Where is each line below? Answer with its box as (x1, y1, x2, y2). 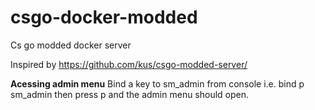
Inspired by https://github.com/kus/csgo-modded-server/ (10, 58, 248, 70)
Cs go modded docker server (10, 39, 132, 51)
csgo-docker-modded (10, 6, 198, 29)
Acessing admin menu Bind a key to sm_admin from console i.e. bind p (10, 77, 305, 90)
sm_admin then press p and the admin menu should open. (10, 88, 250, 100)
